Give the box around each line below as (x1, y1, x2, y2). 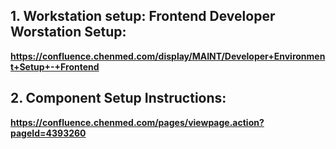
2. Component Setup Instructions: (10, 90, 227, 107)
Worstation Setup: (10, 24, 127, 41)
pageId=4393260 (10, 127, 87, 139)
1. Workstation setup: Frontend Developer (10, 8, 276, 25)
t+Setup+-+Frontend (10, 60, 100, 73)
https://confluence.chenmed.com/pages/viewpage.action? (10, 116, 265, 128)
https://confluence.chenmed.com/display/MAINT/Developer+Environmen (10, 50, 326, 62)
